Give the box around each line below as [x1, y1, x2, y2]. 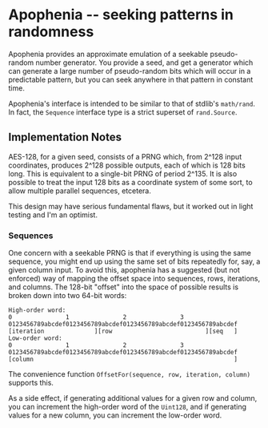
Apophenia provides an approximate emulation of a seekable [8, 49, 209, 59]
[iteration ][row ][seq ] [8, 327, 238, 336]
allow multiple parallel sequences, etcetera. [8, 186, 152, 196]
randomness [8, 22, 94, 41]
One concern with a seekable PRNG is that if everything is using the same [8, 248, 252, 258]
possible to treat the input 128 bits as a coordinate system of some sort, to [8, 177, 254, 187]
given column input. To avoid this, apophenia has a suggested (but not [8, 265, 240, 275]
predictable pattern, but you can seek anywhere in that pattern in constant [8, 75, 254, 84]
